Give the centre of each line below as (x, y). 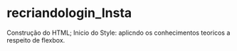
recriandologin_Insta (69, 13)
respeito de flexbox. (36, 40)
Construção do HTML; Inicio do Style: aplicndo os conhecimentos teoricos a (118, 33)
